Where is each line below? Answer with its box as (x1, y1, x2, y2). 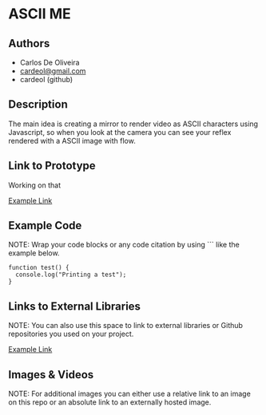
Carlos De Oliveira (19, 57, 80, 67)
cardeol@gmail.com (19, 66, 86, 76)
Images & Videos (8, 368, 94, 381)
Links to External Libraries (8, 299, 141, 313)
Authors (8, 37, 50, 50)
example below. (8, 248, 60, 258)
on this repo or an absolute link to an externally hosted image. (8, 397, 212, 407)
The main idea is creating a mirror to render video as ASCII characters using (8, 119, 258, 128)
